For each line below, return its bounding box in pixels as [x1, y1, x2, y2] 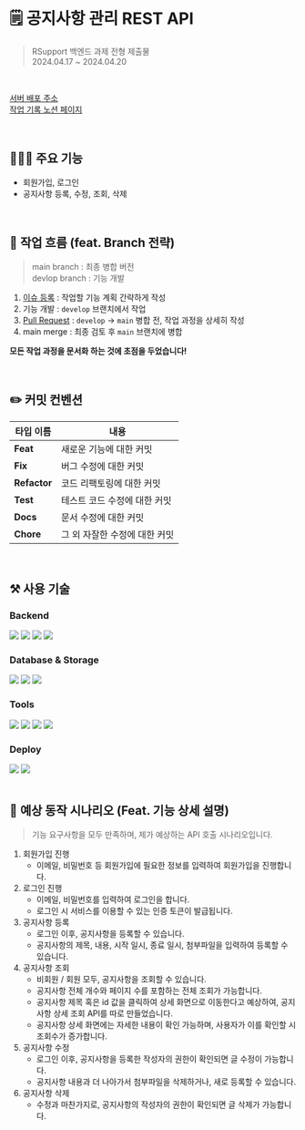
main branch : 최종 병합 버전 [31, 261, 135, 272]
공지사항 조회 [22, 962, 70, 973]
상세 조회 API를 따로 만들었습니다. [53, 1008, 173, 1019]
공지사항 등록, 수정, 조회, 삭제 [22, 188, 127, 199]
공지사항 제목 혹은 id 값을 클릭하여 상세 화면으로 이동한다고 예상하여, [36, 996, 280, 1007]
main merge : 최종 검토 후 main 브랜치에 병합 [22, 325, 183, 337]
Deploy [9, 743, 42, 755]
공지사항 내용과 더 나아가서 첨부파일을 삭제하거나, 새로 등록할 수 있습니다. [36, 1076, 297, 1087]
